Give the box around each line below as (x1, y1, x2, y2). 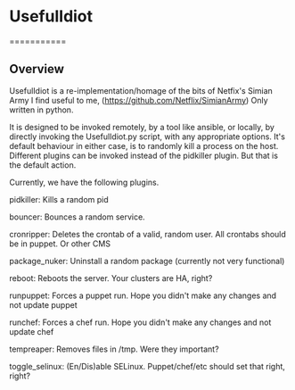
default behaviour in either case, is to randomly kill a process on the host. (9, 140, 279, 151)
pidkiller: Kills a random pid (9, 194, 109, 204)
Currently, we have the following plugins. (9, 177, 160, 187)
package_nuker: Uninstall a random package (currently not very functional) (9, 255, 285, 266)
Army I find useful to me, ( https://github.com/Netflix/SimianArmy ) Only (9, 95, 269, 105)
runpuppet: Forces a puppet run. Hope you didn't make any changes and (9, 290, 277, 301)
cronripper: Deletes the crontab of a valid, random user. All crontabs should (9, 228, 287, 239)
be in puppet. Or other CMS (9, 238, 111, 249)
